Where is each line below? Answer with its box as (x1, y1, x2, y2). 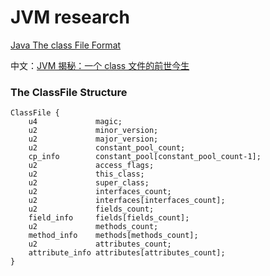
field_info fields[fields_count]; (28, 213, 190, 223)
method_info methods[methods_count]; (28, 231, 199, 241)
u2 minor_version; (28, 126, 159, 136)
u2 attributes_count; (28, 239, 172, 250)
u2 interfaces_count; (28, 187, 172, 197)
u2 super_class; (28, 178, 150, 188)
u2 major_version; (28, 134, 159, 145)
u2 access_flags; (28, 161, 155, 171)
